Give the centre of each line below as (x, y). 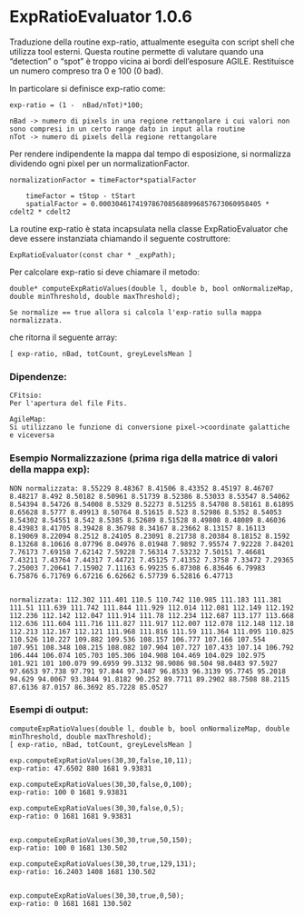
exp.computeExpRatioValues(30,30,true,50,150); (101, 840)
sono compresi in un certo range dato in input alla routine (127, 129)
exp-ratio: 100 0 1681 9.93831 (69, 792)
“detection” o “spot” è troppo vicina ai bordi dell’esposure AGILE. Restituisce (152, 61)
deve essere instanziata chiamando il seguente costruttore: (120, 238)
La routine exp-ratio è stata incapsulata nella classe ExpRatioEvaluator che (149, 228)
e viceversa (32, 435)
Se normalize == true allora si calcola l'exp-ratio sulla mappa (135, 312)
